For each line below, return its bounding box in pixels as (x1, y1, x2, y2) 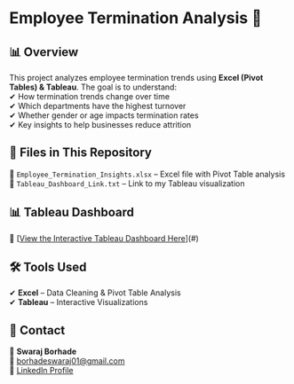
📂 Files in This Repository (9, 145, 153, 161)
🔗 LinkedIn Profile (9, 365, 74, 376)
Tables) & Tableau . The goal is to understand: (9, 82, 178, 92)
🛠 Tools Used (9, 260, 87, 275)
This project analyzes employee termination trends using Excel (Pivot (9, 73, 264, 82)
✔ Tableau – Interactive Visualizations (9, 297, 148, 308)
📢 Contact (9, 323, 66, 338)
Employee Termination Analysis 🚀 (9, 8, 262, 28)
